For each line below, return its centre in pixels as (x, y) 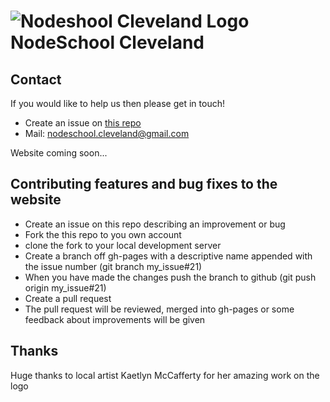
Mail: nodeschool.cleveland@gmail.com (107, 133)
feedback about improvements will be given (115, 319)
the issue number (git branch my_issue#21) (113, 266)
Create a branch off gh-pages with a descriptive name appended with (168, 256)
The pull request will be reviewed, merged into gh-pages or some (159, 309)
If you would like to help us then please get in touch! (117, 103)
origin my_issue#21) (65, 287)
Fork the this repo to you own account (103, 234)
